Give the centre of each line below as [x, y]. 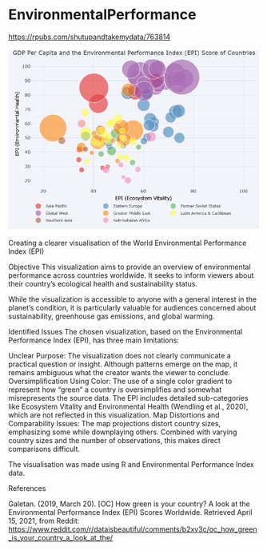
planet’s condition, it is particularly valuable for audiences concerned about [132, 308]
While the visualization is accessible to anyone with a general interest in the [133, 299]
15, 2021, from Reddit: [44, 521]
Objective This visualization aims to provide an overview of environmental [130, 267]
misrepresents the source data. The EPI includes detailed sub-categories [128, 398]
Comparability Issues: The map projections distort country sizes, [115, 424]
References [27, 489]
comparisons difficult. [44, 449]
